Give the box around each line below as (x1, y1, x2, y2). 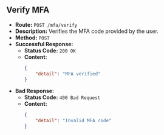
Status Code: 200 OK (24, 47, 76, 54)
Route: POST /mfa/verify (15, 21, 78, 28)
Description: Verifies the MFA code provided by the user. (15, 27, 159, 35)
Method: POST (15, 33, 50, 41)
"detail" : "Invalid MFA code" (35, 118, 112, 124)
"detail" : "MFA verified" (35, 71, 101, 77)
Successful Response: (15, 40, 73, 47)
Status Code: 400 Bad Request (24, 94, 101, 101)
